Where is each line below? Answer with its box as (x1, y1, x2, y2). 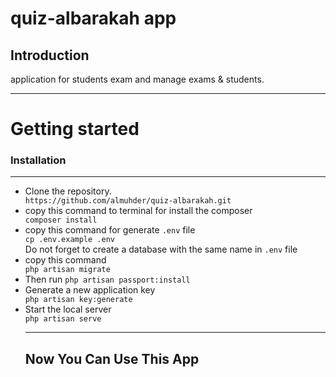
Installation (10, 153, 67, 167)
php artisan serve (24, 314, 102, 324)
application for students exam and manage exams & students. (10, 73, 265, 85)
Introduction (10, 47, 90, 64)
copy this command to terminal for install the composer (24, 205, 253, 217)
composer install (24, 215, 98, 226)
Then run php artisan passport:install (24, 273, 191, 286)
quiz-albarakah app (10, 7, 177, 30)
